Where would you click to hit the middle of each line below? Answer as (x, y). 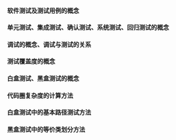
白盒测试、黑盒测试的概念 (43, 78)
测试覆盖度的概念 (31, 61)
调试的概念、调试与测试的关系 (49, 44)
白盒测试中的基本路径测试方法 (49, 113)
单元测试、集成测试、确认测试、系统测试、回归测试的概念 (88, 27)
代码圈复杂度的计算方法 (40, 95)
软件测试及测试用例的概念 (43, 10)
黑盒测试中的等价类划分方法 (46, 129)
